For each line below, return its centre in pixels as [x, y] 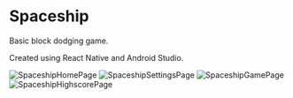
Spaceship [50, 16]
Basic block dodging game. [59, 41]
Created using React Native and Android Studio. [96, 57]
